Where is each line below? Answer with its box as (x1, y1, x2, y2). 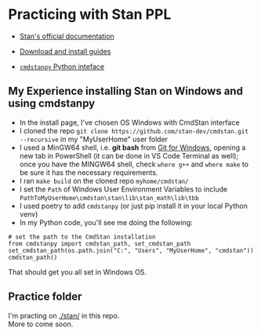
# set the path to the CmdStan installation (8, 233, 156, 241)
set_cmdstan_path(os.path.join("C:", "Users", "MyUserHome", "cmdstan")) (8, 246, 255, 254)
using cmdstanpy (8, 96, 96, 111)
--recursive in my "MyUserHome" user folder (19, 134, 169, 144)
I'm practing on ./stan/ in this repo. (8, 311, 120, 320)
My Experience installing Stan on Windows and (8, 85, 243, 98)
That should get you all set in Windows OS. (8, 267, 147, 276)
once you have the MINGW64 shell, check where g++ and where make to (19, 159, 249, 169)
